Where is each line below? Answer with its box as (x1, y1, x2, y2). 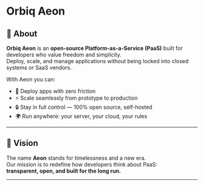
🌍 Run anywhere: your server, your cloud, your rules (15, 112, 148, 120)
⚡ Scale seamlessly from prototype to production (15, 94, 138, 102)
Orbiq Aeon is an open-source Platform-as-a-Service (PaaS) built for (6, 44, 183, 52)
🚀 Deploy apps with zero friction (15, 88, 96, 95)
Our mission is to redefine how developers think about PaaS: (6, 160, 158, 168)
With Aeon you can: (6, 76, 56, 83)
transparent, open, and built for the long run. (6, 167, 121, 174)
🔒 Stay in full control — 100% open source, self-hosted (15, 103, 153, 111)
